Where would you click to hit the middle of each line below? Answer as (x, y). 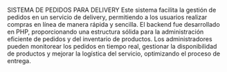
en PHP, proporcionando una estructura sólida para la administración (106, 32)
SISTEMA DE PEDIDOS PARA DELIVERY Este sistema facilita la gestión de (112, 10)
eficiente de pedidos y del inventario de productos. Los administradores (110, 39)
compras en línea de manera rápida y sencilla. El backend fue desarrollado (113, 24)
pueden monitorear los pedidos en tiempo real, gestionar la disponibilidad (112, 46)
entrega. (19, 61)
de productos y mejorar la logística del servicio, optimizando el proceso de (113, 53)
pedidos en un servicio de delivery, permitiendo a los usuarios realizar (107, 17)
